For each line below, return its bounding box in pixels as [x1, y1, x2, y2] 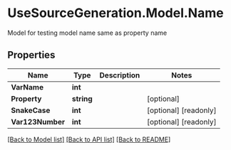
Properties [7, 49, 56, 61]
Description [99, 70, 140, 80]
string [71, 94, 93, 104]
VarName [11, 82, 44, 92]
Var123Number [11, 117, 66, 127]
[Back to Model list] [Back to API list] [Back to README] [7, 135, 171, 144]
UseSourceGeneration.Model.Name [7, 5, 224, 21]
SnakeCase [11, 105, 51, 115]
